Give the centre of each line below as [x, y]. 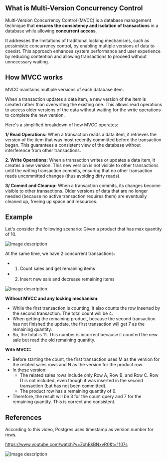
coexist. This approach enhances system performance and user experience [83, 51]
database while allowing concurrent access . [51, 31]
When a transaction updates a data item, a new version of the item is [76, 99]
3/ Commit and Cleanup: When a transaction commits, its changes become [83, 185]
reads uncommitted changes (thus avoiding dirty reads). [63, 176]
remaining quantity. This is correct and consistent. [64, 402]
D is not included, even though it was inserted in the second [82, 381]
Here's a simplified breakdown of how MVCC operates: [62, 125]
